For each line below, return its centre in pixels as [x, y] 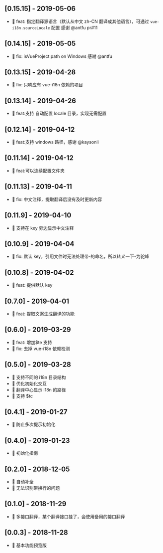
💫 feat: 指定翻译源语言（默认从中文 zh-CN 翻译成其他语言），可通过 [81, 21]
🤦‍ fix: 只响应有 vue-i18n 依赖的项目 [47, 85]
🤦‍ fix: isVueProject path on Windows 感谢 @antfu [62, 56]
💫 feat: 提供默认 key [32, 285]
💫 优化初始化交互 [29, 383]
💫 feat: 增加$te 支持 [32, 342]
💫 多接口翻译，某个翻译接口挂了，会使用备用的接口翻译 [68, 517]
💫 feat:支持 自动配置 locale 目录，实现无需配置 [59, 113]
